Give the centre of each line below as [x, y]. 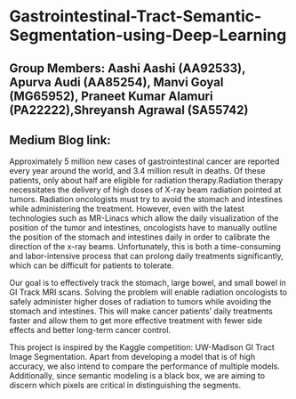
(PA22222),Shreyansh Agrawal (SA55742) [129, 110]
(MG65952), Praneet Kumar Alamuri [111, 96]
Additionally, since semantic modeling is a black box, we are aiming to [137, 376]
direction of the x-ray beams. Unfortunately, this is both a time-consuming [145, 247]
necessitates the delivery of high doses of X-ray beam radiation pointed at [145, 190]
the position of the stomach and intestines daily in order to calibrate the [140, 237]
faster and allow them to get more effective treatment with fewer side [136, 321]
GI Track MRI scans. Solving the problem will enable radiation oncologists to [148, 292]
